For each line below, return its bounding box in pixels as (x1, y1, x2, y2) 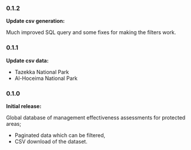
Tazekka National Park (14, 68, 69, 75)
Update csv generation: (6, 18, 65, 25)
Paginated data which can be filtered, (14, 131, 106, 139)
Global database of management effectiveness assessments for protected (6, 114, 186, 121)
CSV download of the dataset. (14, 138, 88, 145)
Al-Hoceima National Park (14, 75, 78, 82)
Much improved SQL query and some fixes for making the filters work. (6, 29, 176, 36)
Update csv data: (6, 57, 49, 64)
